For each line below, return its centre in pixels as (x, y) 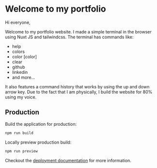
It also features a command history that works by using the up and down (77, 86)
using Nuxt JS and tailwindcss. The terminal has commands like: (69, 37)
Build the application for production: (41, 124)
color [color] (24, 56)
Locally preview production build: (38, 142)
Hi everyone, (18, 22)
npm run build (19, 133)
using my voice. (21, 97)
